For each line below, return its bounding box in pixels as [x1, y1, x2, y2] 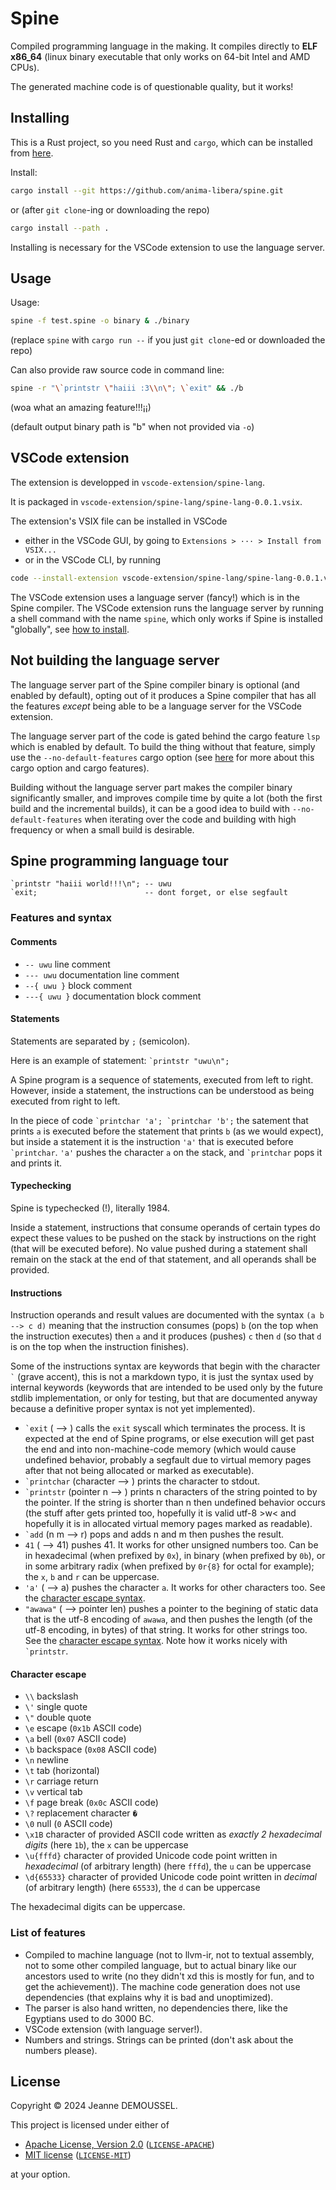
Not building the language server [10, 652, 220, 669]
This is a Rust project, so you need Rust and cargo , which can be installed [10, 136, 313, 148]
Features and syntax [10, 911, 112, 925]
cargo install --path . [10, 223, 110, 233]
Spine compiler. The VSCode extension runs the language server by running [10, 602, 324, 614]
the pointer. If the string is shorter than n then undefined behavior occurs [24, 1497, 326, 1509]
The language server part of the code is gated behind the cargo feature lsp [10, 730, 321, 742]
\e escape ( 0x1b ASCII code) [24, 1722, 143, 1734]
